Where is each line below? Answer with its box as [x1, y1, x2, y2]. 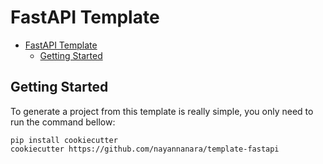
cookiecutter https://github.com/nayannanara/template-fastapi [10, 144, 280, 154]
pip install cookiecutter [10, 135, 118, 145]
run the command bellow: [10, 116, 116, 128]
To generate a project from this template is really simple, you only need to [10, 105, 314, 117]
